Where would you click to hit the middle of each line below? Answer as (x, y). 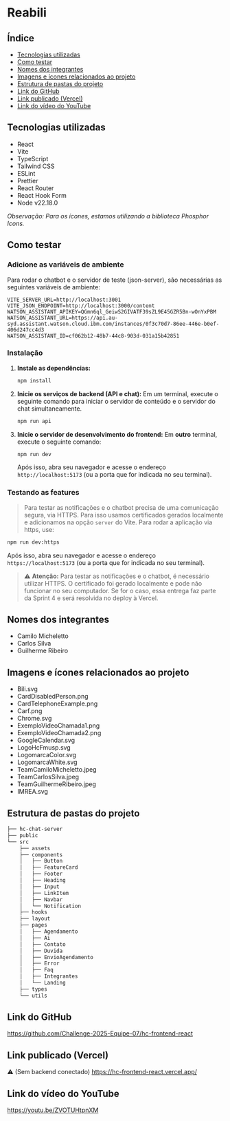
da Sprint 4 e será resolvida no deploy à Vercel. (91, 598)
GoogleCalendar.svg (46, 740)
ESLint (26, 173)
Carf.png (30, 711)
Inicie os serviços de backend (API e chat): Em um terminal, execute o (117, 393)
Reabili (27, 13)
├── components (41, 855)
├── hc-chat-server (35, 829)
